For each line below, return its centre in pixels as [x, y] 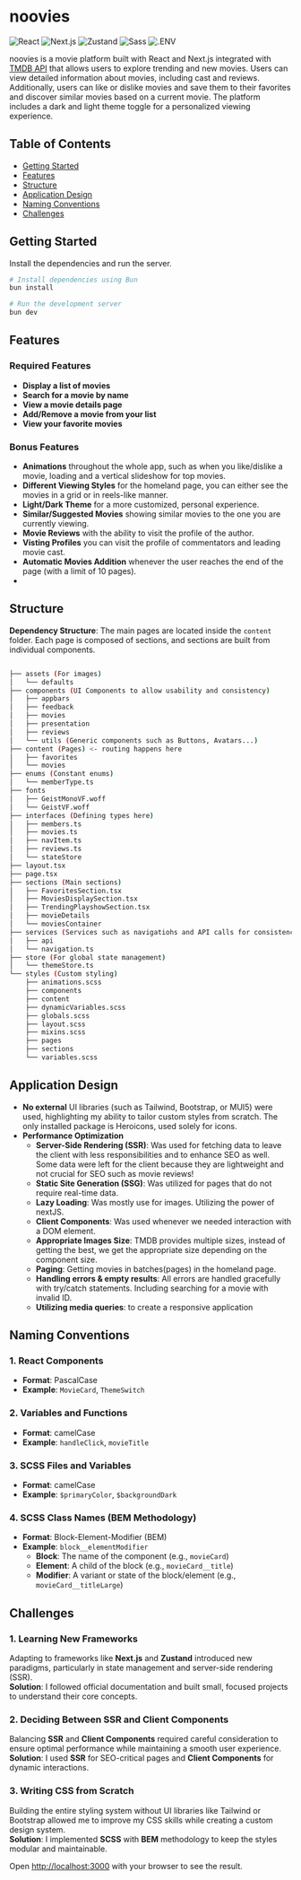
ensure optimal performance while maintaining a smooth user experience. [146, 1749]
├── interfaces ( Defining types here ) [82, 815]
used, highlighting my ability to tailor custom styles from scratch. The [150, 1116]
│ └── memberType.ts [52, 782]
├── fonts [28, 791]
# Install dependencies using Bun [74, 280]
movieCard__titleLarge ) [79, 1585]
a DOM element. [65, 1231]
